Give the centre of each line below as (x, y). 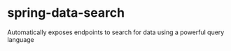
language (21, 39)
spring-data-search (66, 13)
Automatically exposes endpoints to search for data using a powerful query (116, 32)
